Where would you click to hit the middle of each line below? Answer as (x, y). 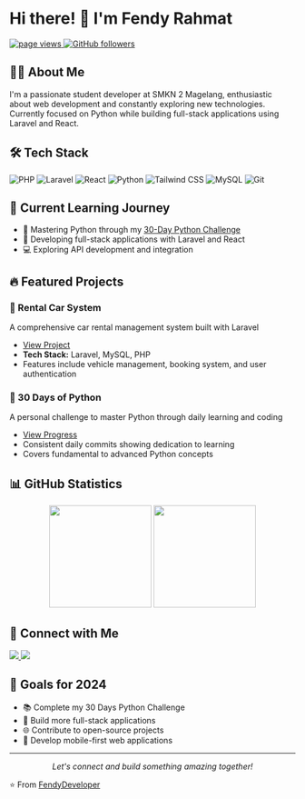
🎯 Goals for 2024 (58, 685)
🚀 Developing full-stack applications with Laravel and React (133, 239)
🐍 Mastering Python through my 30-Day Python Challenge (132, 230)
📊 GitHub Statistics (66, 484)
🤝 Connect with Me (64, 633)
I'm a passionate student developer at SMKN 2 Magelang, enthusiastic (141, 94)
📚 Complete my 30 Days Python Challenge (104, 707)
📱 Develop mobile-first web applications (98, 740)
